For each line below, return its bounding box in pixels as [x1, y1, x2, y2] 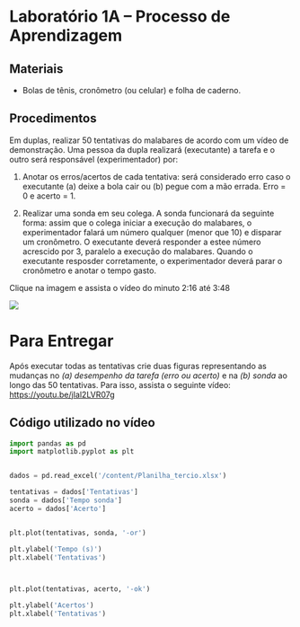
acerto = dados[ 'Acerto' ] [9, 504, 106, 513]
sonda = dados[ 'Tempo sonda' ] [9, 496, 123, 505]
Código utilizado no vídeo [9, 415, 155, 430]
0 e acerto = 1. [22, 190, 76, 201]
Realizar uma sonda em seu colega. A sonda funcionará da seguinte [22, 208, 275, 218]
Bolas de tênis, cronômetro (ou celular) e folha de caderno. [22, 85, 241, 95]
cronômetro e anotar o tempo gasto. [22, 265, 157, 276]
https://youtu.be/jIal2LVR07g [9, 389, 115, 400]
